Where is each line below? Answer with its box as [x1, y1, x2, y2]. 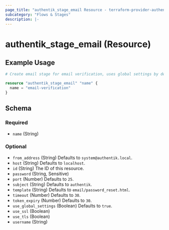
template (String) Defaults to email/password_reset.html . [12, 187, 130, 193]
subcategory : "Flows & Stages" [5, 12, 71, 17]
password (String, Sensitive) [12, 171, 69, 177]
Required [5, 119, 28, 126]
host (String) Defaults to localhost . [12, 160, 86, 166]
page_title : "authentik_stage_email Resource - [5, 7, 107, 13]
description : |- [5, 17, 39, 22]
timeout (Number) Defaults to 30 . [12, 192, 80, 198]
